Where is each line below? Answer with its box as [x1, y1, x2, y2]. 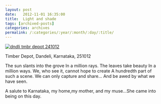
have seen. [5, 78, 28, 84]
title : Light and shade [5, 16, 56, 21]
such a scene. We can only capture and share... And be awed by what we [5, 73, 155, 79]
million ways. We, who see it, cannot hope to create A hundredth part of [5, 68, 152, 74]
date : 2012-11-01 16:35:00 [5, 12, 65, 17]
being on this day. [5, 93, 42, 99]
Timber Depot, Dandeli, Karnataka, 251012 [5, 53, 91, 59]
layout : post [5, 7, 32, 12]
